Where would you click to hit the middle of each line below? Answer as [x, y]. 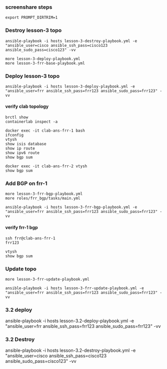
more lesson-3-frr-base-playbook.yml [45, 63]
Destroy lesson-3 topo [34, 30]
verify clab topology [27, 106]
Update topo [21, 269]
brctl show [17, 117]
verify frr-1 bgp [22, 227]
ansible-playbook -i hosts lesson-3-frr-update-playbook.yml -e [75, 288]
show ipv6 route [22, 153]
